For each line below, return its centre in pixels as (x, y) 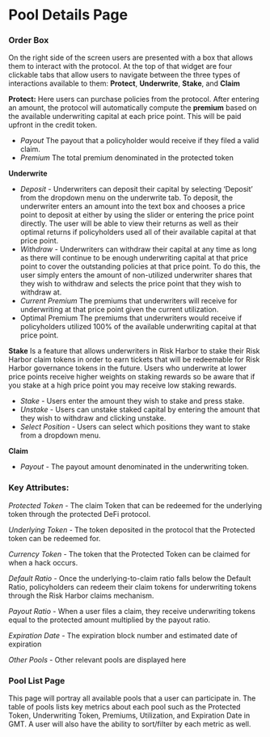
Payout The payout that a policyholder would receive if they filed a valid (139, 141)
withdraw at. (41, 292)
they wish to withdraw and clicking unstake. (93, 418)
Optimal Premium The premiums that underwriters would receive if (131, 318)
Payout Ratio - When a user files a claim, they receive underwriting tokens (132, 611)
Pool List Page (37, 680)
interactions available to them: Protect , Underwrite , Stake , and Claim (124, 83)
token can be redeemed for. (55, 538)
